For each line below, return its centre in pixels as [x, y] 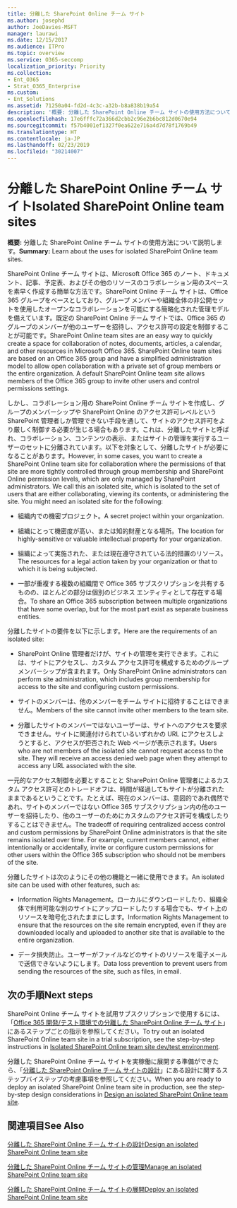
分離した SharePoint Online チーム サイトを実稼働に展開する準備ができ [110, 1061]
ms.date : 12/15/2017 [38, 40]
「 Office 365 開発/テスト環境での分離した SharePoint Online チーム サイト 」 [118, 1022]
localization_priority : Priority [56, 66]
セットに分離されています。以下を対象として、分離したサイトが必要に [127, 447]
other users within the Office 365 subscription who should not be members [116, 854]
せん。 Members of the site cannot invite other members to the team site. [123, 710]
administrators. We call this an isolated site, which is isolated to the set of [114, 486]
